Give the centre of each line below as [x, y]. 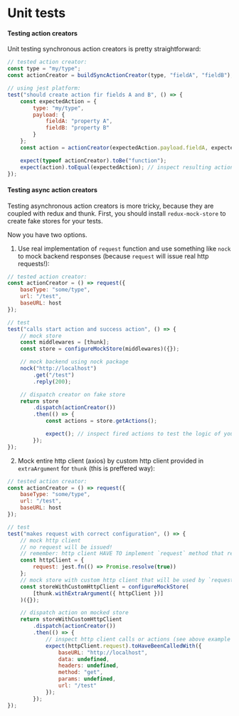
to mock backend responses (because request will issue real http [113, 256]
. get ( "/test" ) [54, 375]
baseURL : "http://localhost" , [103, 653]
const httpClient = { [52, 560]
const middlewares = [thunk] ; [65, 342]
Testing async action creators [53, 189]
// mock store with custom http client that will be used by [112, 580]
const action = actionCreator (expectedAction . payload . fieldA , [114, 147]
